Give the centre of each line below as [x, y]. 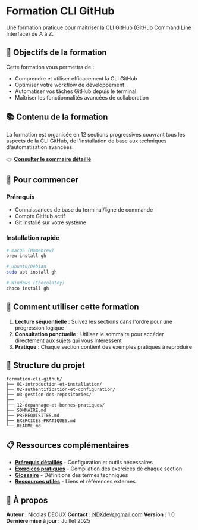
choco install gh [28, 288]
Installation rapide [33, 238]
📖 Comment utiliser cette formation [73, 307]
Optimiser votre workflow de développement [70, 85]
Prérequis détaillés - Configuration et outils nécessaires [84, 463]
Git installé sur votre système [50, 222]
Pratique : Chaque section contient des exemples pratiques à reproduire [103, 346]
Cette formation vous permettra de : [50, 67]
